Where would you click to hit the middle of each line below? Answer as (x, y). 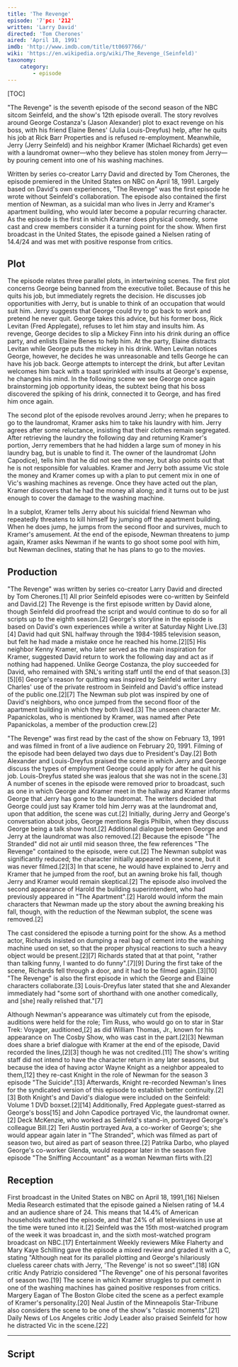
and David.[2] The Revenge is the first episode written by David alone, (110, 604)
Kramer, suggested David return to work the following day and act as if (110, 657)
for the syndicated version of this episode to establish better (96, 1090)
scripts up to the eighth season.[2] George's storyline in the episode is (110, 619)
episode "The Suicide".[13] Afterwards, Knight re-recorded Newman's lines (117, 1083)
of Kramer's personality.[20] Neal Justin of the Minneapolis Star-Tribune (113, 1302)
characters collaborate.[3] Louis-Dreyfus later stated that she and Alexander (119, 986)
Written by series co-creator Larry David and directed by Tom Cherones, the (119, 174)
